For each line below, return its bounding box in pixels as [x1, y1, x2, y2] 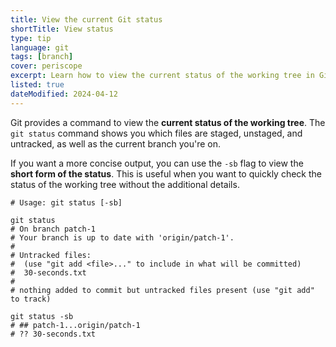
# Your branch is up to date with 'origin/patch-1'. [10, 232, 235, 243]
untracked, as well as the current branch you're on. [10, 137, 221, 150]
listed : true [10, 80, 65, 90]
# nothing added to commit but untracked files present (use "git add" [10, 285, 315, 295]
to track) [10, 294, 52, 304]
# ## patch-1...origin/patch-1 [10, 320, 141, 330]
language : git [10, 42, 70, 53]
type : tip [10, 33, 52, 43]
